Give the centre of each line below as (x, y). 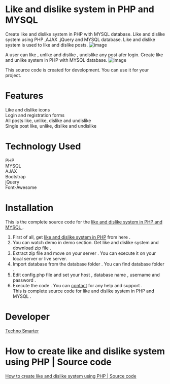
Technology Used (43, 147)
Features (24, 96)
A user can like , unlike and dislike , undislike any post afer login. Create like (84, 55)
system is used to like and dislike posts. (47, 45)
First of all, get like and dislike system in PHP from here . (72, 237)
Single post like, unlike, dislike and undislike (51, 126)
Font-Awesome (21, 187)
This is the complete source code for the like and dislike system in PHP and (84, 222)
